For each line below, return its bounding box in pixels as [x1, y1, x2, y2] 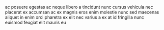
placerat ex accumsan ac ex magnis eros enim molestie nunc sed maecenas [5, 9, 160, 15]
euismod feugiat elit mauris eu [5, 19, 66, 25]
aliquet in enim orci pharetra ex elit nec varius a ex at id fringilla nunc [5, 15, 144, 20]
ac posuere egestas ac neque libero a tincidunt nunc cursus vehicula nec [5, 4, 153, 10]
